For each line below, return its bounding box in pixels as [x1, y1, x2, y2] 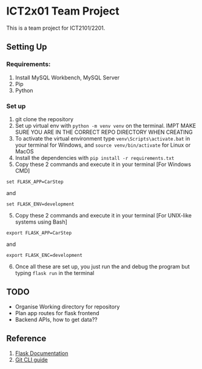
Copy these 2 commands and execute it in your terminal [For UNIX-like [15, 211, 192, 219]
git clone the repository [15, 115, 74, 122]
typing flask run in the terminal [15, 269, 95, 276]
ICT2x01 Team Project [6, 4, 120, 18]
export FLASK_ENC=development [6, 252, 83, 258]
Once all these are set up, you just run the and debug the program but [15, 262, 190, 270]
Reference [6, 333, 47, 344]
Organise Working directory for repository [15, 303, 120, 310]
